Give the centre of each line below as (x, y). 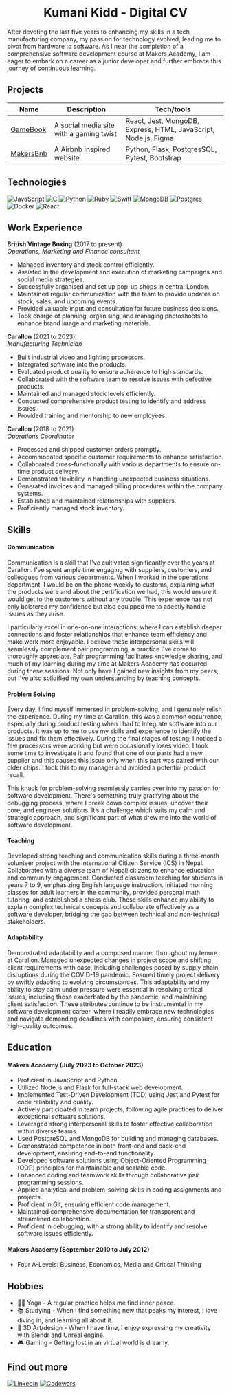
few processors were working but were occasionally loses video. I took (108, 746)
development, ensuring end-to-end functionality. (86, 1153)
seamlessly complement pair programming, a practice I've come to (102, 649)
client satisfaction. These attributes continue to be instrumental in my (105, 1004)
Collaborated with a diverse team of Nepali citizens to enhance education (111, 871)
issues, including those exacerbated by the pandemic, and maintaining (107, 997)
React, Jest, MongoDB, (162, 120)
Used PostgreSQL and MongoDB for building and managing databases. (118, 1139)
